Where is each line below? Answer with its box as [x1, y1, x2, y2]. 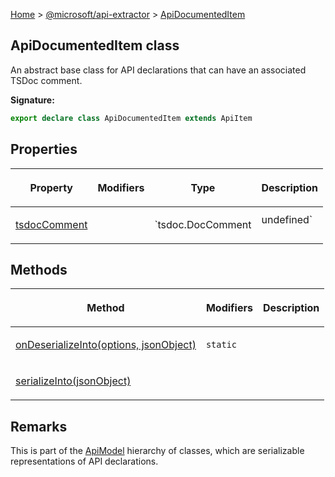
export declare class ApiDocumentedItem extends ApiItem [10, 113, 253, 123]
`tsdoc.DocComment [154, 217, 252, 231]
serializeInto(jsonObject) [15, 374, 132, 388]
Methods [10, 261, 68, 278]
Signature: [10, 94, 55, 106]
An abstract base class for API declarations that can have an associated [10, 64, 307, 76]
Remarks [10, 418, 68, 435]
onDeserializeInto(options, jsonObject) [15, 338, 197, 352]
